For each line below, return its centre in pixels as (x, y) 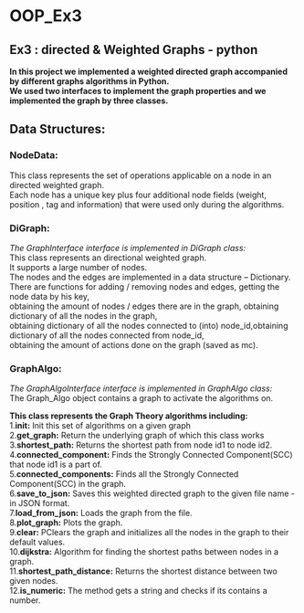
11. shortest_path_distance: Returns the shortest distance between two (144, 571)
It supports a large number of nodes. (79, 267)
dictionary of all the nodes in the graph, (84, 315)
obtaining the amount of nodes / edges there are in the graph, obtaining (144, 306)
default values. (37, 542)
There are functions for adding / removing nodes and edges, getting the (145, 286)
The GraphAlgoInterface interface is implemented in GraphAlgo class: (141, 388)
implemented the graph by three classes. (89, 100)
